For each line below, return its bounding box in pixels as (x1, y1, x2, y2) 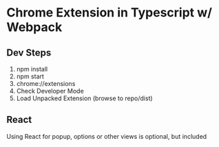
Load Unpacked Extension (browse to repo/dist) (16, 94, 153, 102)
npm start (16, 72, 44, 80)
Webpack (6, 19, 63, 35)
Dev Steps (6, 47, 52, 58)
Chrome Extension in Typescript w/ (6, 5, 213, 21)
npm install (16, 65, 48, 73)
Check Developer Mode (16, 87, 84, 95)
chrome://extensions (16, 80, 76, 87)
